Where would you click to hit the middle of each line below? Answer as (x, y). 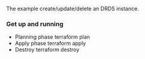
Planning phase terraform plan (52, 37)
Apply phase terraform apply (50, 44)
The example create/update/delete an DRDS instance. (72, 9)
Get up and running (35, 24)
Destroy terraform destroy (47, 49)
